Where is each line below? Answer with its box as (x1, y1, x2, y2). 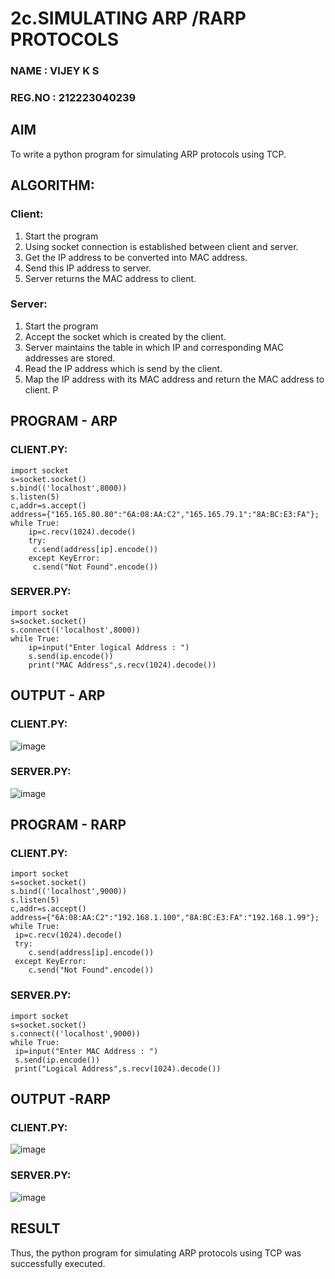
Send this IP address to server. (24, 262, 152, 274)
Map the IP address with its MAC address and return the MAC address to (24, 373, 325, 385)
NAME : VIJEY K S (10, 64, 100, 78)
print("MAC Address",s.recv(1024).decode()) (28, 660, 217, 670)
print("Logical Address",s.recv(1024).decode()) (14, 1063, 222, 1074)
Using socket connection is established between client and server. (24, 240, 299, 252)
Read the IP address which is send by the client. (24, 362, 223, 374)
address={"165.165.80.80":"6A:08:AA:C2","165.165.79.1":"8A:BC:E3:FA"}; (10, 509, 320, 519)
